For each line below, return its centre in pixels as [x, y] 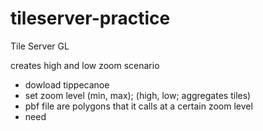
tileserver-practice [90, 18]
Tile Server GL [40, 46]
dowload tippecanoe [67, 84]
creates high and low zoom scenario [85, 65]
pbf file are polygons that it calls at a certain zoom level [138, 106]
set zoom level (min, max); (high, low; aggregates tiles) [138, 95]
